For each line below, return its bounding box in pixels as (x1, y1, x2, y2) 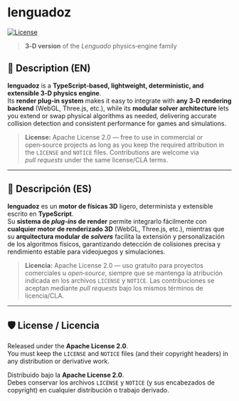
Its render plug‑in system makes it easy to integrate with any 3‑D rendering (7, 96, 232, 105)
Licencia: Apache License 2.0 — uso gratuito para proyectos (24, 261, 204, 269)
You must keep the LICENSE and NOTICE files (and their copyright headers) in (7, 350, 229, 358)
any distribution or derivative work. (7, 357, 110, 365)
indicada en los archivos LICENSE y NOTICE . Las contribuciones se (24, 276, 215, 285)
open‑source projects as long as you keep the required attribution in (24, 140, 225, 149)
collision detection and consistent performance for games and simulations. (7, 119, 226, 127)
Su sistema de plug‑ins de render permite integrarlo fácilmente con (7, 217, 207, 225)
